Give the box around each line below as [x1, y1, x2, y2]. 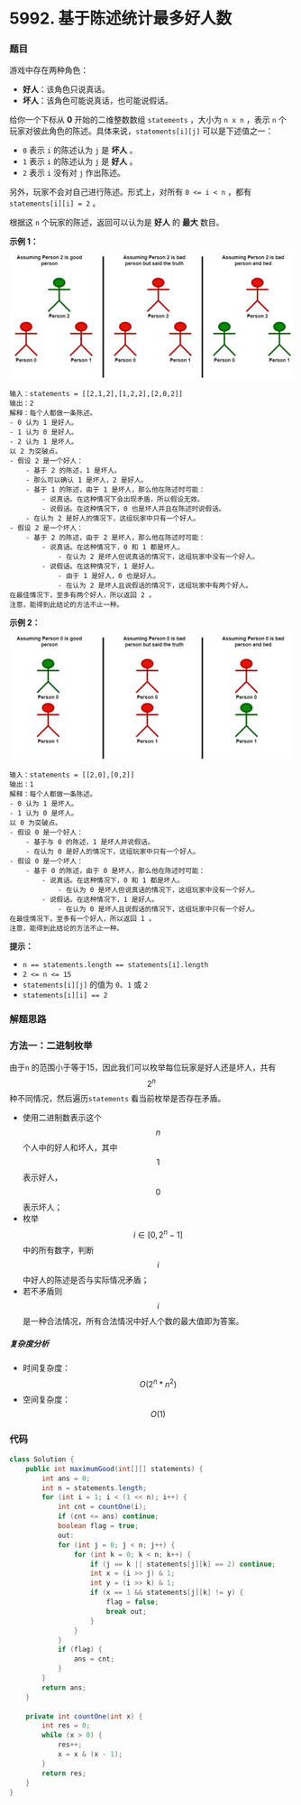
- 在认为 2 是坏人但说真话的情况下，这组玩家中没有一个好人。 [57, 552, 260, 561]
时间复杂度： [22, 1363, 70, 1374]
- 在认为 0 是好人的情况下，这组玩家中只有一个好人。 [25, 847, 200, 856]
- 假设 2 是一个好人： [9, 456, 84, 465]
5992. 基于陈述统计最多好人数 [9, 8, 233, 29]
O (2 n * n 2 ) [139, 1377, 178, 1389]
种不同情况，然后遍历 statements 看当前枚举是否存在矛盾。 [9, 1093, 226, 1104]
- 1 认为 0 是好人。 [9, 428, 78, 437]
